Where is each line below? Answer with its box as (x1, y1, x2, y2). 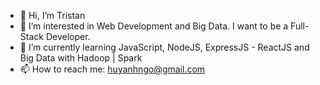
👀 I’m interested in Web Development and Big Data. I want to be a (19, 20, 289, 32)
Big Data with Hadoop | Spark (19, 52, 143, 64)
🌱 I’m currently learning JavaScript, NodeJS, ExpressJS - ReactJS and (19, 41, 310, 53)
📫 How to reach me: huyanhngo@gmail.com (19, 63, 206, 75)
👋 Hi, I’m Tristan (19, 10, 86, 21)
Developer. (45, 31, 91, 42)
